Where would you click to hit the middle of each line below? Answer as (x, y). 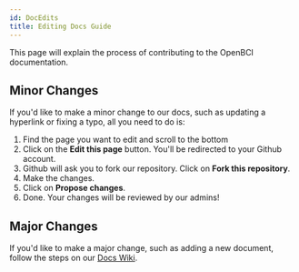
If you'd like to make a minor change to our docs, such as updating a (138, 112)
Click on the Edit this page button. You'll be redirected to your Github (152, 149)
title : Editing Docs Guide (60, 26)
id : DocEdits (34, 18)
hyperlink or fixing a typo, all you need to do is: (97, 122)
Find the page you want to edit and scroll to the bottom (125, 140)
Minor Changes (54, 91)
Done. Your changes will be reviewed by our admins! (121, 197)
